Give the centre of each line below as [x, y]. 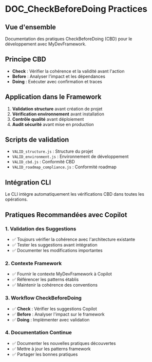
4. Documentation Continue [38, 333]
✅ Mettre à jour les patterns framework [51, 349]
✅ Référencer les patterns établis [45, 279]
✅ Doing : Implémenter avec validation [51, 319]
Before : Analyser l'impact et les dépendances [59, 76]
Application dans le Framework [53, 97]
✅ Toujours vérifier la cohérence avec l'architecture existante [74, 239]
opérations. [17, 200]
